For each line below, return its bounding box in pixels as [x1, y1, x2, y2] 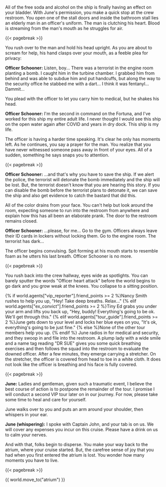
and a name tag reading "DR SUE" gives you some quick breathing [5, 341, 141, 346]
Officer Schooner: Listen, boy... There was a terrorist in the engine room [5, 65, 154, 71]
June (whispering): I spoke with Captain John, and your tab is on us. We [5, 421, 154, 427]
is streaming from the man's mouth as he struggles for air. [5, 25, 123, 31]
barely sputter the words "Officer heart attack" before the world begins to [5, 278, 156, 283]
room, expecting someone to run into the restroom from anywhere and [5, 208, 149, 213]
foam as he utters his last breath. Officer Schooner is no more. [5, 253, 132, 259]
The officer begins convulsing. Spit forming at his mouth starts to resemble [5, 248, 159, 253]
